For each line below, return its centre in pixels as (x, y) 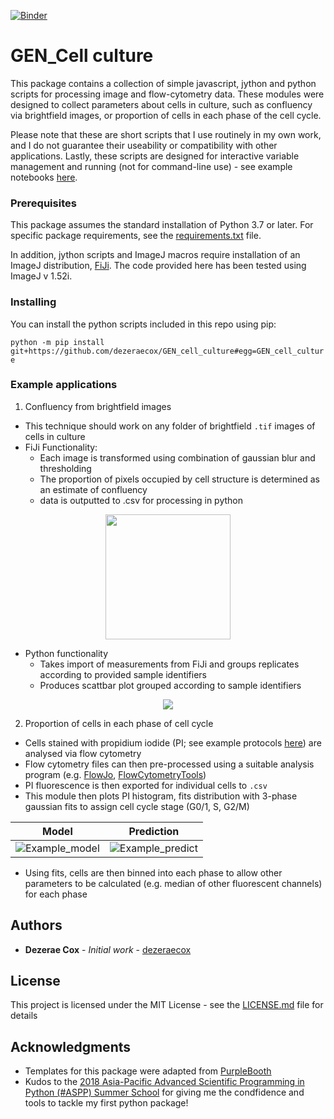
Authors (36, 925)
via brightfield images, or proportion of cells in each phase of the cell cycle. (166, 115)
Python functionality (66, 653)
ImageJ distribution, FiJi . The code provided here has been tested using (158, 266)
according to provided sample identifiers (123, 674)
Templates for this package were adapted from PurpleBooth (148, 1071)
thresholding (65, 468)
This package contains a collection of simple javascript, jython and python (163, 83)
